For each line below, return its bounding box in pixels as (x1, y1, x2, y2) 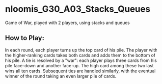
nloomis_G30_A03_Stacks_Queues (5, 3, 151, 15)
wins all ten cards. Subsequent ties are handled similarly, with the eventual (5, 68, 156, 74)
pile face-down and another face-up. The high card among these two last (5, 62, 154, 68)
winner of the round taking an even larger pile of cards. (5, 73, 117, 79)
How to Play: (5, 34, 45, 42)
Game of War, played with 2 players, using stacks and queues (5, 20, 130, 26)
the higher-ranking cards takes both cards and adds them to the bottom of (5, 52, 156, 58)
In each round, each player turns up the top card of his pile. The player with (5, 47, 158, 53)
